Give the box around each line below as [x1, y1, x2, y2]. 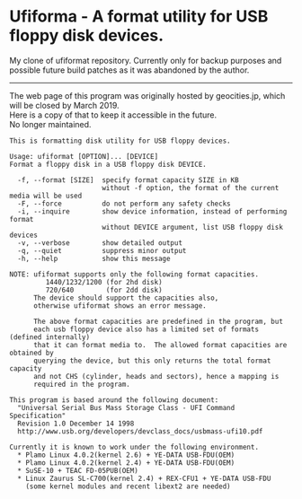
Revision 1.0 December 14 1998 [17, 419, 135, 428]
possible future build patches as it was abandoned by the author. [9, 65, 250, 75]
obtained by [9, 348, 54, 357]
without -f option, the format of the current [102, 183, 280, 192]
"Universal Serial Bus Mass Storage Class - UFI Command [17, 403, 235, 412]
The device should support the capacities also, [32, 293, 219, 302]
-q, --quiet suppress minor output [17, 246, 187, 255]
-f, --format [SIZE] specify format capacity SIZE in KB [17, 175, 240, 185]
